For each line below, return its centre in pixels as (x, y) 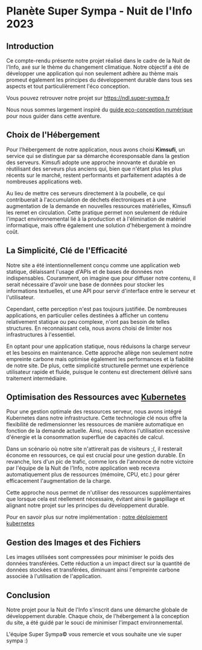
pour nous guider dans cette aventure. (54, 116)
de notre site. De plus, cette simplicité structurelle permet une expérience (97, 365)
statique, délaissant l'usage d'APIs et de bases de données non (85, 271)
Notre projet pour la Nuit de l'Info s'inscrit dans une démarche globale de (97, 610)
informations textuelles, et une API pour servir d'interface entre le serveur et (101, 291)
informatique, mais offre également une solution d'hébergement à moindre (99, 225)
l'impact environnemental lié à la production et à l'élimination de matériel (96, 219)
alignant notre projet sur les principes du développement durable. (87, 505)
